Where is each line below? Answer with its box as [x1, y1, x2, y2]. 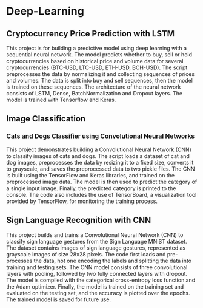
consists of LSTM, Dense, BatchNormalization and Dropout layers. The [6, 90, 183, 97]
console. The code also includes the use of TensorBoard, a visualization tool [6, 191, 197, 198]
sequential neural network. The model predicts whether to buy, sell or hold [6, 51, 193, 58]
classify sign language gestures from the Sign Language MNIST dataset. [6, 238, 187, 245]
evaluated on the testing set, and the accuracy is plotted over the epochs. [6, 289, 190, 296]
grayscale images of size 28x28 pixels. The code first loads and [6, 250, 166, 258]
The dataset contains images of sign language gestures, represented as [6, 244, 186, 252]
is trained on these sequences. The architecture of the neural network [6, 83, 181, 91]
